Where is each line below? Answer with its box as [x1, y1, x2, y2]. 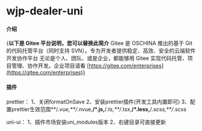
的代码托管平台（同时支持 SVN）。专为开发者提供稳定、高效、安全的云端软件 [6, 47, 196, 55]
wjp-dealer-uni [6, 4, 83, 18]
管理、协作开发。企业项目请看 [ [11, 62, 89, 70]
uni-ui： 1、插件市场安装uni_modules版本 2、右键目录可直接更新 [6, 118, 166, 126]
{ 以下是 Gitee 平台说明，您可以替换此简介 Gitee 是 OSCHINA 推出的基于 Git [6, 40, 193, 47]
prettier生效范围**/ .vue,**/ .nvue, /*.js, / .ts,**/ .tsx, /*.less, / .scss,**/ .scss [11, 105, 187, 112]
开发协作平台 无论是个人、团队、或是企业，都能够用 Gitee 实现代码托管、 [6, 55, 188, 62]
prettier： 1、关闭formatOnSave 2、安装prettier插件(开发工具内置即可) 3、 [6, 98, 191, 105]
